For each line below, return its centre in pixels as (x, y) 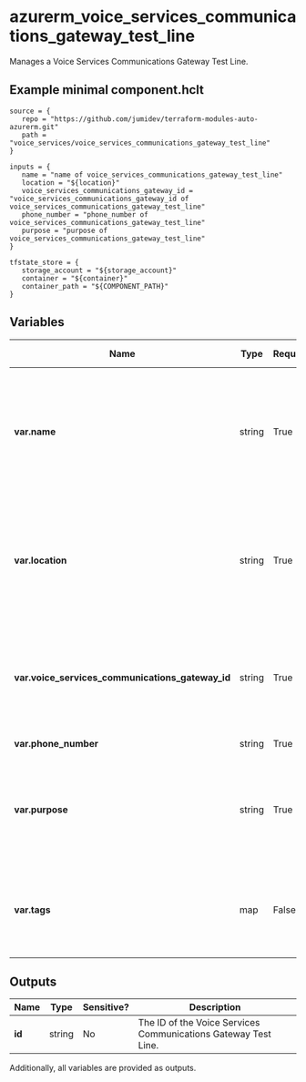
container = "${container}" (75, 278)
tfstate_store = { (44, 262)
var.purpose (41, 810)
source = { (30, 111)
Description (215, 1007)
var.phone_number (56, 743)
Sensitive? (106, 1007)
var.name (35, 432)
